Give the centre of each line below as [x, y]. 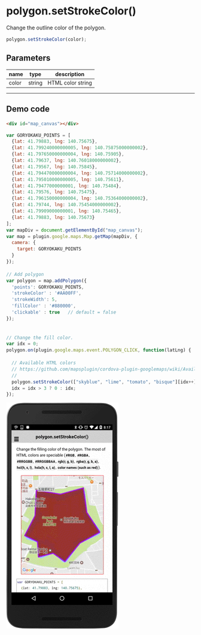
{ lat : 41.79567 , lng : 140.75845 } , [54, 167]
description [70, 74]
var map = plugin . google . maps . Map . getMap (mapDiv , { [72, 236]
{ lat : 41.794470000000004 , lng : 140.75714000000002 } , [80, 173]
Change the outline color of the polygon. [56, 28]
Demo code [28, 109]
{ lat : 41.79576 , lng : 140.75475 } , [54, 192]
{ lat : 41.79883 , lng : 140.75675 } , [54, 142]
